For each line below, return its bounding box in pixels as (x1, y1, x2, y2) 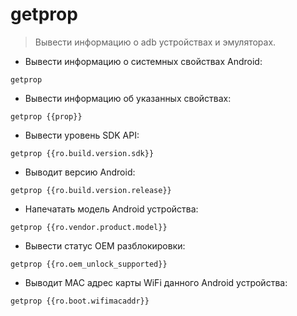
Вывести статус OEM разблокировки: (24, 239, 186, 252)
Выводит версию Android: (24, 166, 136, 178)
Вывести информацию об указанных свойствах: (24, 92, 232, 104)
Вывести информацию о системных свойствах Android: (24, 55, 263, 67)
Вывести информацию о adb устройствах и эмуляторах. (34, 36, 277, 48)
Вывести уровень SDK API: (24, 129, 140, 141)
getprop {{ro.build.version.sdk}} (10, 148, 155, 158)
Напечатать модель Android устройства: (24, 203, 199, 215)
